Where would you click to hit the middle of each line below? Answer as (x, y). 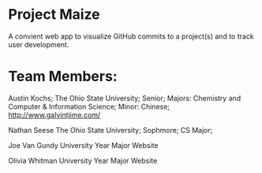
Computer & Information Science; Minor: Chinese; (89, 106)
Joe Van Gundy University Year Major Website (83, 145)
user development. (39, 44)
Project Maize (54, 15)
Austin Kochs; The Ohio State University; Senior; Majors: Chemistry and (125, 98)
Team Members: (63, 77)
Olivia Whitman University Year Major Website (83, 160)
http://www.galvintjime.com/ (54, 115)
